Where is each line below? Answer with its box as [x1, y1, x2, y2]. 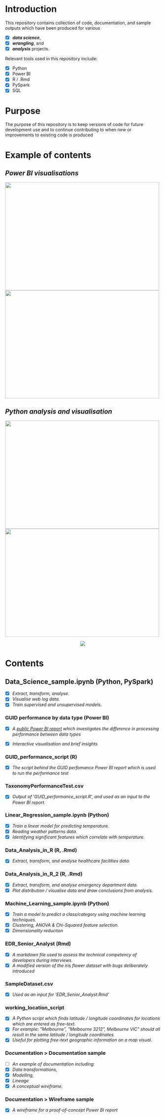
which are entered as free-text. [12, 1021, 76, 1027]
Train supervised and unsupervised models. [12, 702, 102, 707]
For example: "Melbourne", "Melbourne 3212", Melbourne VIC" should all [12, 1026, 161, 1032]
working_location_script [5, 1004, 65, 1011]
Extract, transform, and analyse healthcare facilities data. [12, 858, 131, 864]
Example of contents [5, 149, 92, 161]
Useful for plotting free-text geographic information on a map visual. [12, 1037, 152, 1043]
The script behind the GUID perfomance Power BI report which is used [12, 765, 156, 771]
